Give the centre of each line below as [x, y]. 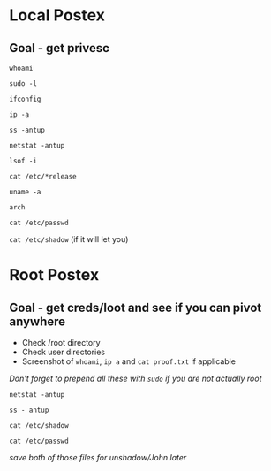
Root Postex [54, 275]
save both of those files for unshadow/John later [98, 457]
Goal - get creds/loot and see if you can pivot [135, 307]
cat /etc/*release [43, 177]
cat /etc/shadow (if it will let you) [69, 239]
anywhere [38, 321]
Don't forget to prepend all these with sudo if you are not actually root [135, 378]
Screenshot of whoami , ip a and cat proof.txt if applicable [129, 361]
